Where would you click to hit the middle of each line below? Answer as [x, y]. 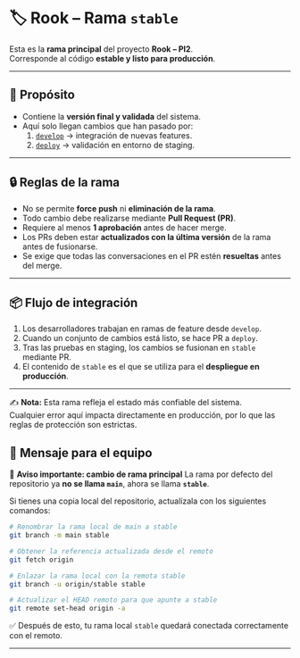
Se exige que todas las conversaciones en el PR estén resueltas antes [151, 255]
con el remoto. [36, 636]
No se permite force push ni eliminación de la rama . [119, 208]
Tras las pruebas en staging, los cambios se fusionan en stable [139, 348]
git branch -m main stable [59, 536]
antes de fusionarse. [60, 246]
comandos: [30, 511]
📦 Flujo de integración [74, 302]
